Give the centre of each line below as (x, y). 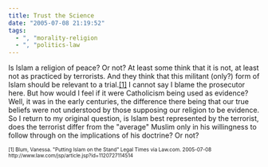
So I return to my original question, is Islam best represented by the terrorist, (134, 118)
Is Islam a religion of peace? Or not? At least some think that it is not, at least (134, 68)
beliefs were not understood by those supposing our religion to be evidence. (134, 110)
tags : (17, 30)
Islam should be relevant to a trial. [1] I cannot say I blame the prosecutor (127, 85)
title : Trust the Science (51, 16)
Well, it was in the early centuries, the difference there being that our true (129, 102)
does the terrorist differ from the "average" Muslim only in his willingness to (132, 127)
